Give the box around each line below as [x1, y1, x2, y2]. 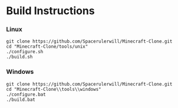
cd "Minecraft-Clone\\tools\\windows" [6, 86, 101, 92]
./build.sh [6, 54, 33, 60]
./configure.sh [6, 49, 44, 55]
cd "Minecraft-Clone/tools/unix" [6, 44, 88, 50]
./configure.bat [6, 91, 46, 97]
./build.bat [6, 96, 35, 103]
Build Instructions [6, 4, 95, 18]
